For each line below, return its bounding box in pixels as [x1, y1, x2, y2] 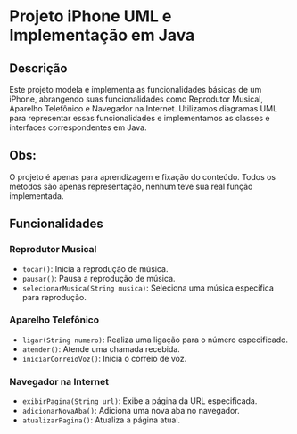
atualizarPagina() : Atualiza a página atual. [21, 414, 181, 425]
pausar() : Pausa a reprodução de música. [21, 273, 176, 283]
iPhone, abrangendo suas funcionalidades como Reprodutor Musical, [9, 94, 263, 104]
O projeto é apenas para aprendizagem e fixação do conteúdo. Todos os [9, 171, 276, 182]
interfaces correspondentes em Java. [9, 122, 147, 133]
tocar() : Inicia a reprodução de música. [21, 263, 169, 274]
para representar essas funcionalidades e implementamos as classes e [9, 113, 270, 123]
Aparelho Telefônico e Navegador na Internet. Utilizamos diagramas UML [9, 103, 278, 113]
